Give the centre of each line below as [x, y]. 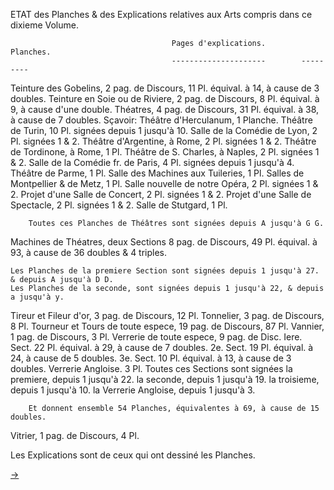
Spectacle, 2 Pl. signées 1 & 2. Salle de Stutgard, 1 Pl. [119, 205]
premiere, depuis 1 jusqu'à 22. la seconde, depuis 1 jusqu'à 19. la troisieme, [165, 379]
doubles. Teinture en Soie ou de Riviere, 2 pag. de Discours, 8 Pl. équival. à [165, 98]
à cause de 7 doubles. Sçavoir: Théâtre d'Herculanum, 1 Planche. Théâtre [161, 120]
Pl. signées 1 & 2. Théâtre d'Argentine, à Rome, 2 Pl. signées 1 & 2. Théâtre [163, 141]
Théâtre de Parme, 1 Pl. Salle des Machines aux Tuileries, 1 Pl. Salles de [157, 173]
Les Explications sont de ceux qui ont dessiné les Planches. [133, 455]
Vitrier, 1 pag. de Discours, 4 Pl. [75, 435]
